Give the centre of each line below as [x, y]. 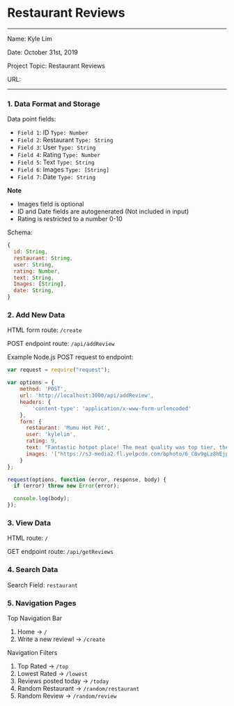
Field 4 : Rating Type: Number [59, 155]
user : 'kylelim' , [51, 435]
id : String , [31, 252]
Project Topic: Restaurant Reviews [56, 66]
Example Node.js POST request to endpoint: [70, 357]
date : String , [34, 291]
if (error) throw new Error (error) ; [67, 486]
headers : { [36, 402]
